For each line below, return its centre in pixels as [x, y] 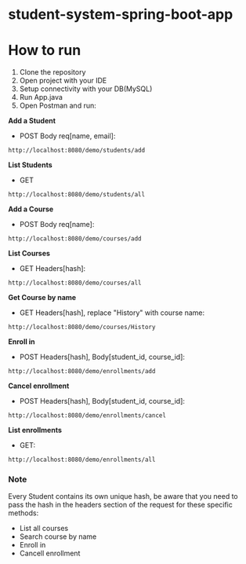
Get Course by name [42, 298]
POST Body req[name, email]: [67, 136]
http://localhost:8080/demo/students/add [77, 151]
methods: [24, 513]
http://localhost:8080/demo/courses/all [75, 283]
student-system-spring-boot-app [121, 15]
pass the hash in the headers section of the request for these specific [121, 505]
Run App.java [41, 97]
